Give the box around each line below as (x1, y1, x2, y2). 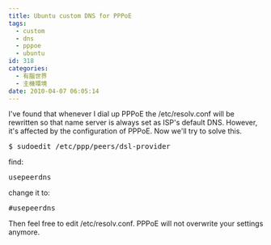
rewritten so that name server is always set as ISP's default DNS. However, (8, 118, 258, 128)
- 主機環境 (15, 79, 48, 87)
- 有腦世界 (15, 72, 48, 80)
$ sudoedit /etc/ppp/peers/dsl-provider (8, 142, 171, 151)
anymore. (8, 227, 40, 237)
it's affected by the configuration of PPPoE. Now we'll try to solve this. (8, 126, 243, 136)
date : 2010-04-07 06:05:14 (8, 87, 100, 95)
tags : (8, 19, 27, 27)
